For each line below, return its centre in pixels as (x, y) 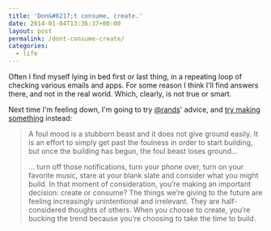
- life (27, 53)
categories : (28, 46)
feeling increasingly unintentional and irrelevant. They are (124, 201)
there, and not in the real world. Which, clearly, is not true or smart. (120, 94)
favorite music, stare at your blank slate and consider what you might (143, 175)
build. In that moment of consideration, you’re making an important (139, 184)
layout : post (30, 31)
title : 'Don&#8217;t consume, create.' (76, 16)
